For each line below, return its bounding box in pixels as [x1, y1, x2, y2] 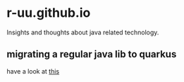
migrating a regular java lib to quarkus [6, 48, 177, 60]
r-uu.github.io [6, 5, 91, 21]
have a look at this [6, 67, 60, 75]
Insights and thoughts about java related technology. [6, 28, 159, 36]
